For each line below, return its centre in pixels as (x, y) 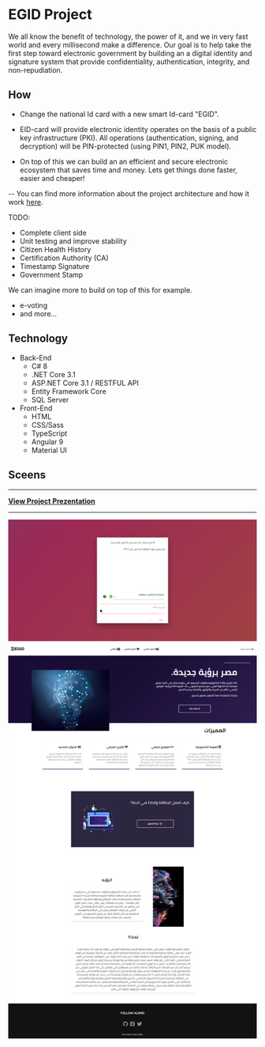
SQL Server (50, 399)
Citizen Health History (55, 249)
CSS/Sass (48, 425)
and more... (38, 313)
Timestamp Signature (54, 266)
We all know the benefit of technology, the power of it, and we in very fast (128, 36)
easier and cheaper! (52, 178)
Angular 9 (47, 441)
